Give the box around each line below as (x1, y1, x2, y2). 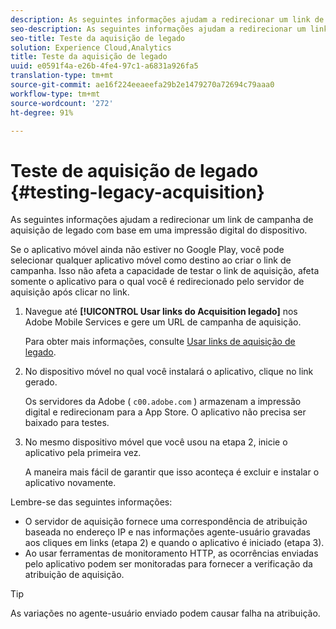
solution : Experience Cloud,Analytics (10, 42, 172, 53)
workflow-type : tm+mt (10, 89, 101, 99)
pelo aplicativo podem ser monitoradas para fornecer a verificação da (24, 558, 313, 570)
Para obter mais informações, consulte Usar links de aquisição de (24, 336, 296, 348)
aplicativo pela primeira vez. (24, 447, 142, 459)
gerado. (24, 376, 58, 388)
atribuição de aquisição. (24, 569, 125, 581)
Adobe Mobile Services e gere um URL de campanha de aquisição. (24, 316, 302, 328)
